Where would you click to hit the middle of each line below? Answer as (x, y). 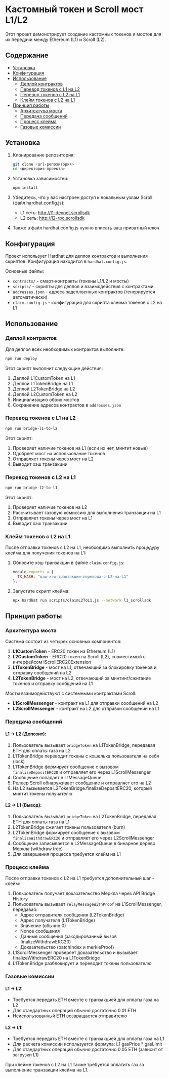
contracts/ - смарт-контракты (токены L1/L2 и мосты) (71, 281)
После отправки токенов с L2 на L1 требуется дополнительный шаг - (80, 878)
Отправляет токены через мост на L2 (53, 459)
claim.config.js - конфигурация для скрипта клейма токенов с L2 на (87, 303)
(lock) (19, 761)
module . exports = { (33, 572)
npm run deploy (21, 358)
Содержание (27, 55)
